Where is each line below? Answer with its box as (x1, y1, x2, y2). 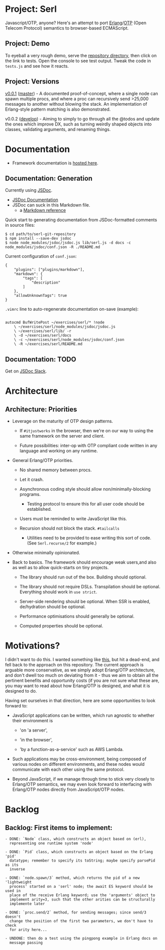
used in (5, 888, 21, 894)
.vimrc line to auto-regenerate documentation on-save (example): (5, 306, 139, 312)
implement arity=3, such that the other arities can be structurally (9, 897, 155, 902)
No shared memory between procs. (19, 467, 92, 473)
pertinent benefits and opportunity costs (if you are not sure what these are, (5, 678, 160, 684)
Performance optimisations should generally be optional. (19, 614, 134, 620)
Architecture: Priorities (5, 405, 77, 413)
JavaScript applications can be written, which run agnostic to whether (12, 712, 155, 718)
